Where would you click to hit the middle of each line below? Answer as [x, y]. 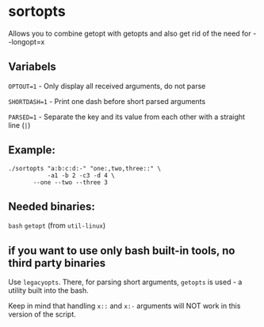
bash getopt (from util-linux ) [57, 225]
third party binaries [57, 263]
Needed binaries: [52, 206]
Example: [32, 150]
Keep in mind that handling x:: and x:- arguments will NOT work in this [124, 306]
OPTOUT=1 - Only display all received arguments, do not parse [107, 86]
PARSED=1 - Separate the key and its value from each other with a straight [127, 117]
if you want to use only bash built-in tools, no [122, 250]
